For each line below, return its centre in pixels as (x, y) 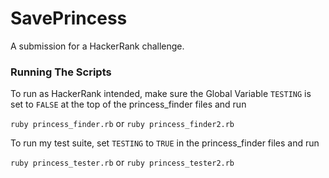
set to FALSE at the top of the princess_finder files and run (128, 104)
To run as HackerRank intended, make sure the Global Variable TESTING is (161, 94)
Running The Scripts (61, 72)
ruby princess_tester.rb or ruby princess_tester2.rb (122, 163)
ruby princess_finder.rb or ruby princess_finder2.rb (122, 124)
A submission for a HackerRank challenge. (97, 46)
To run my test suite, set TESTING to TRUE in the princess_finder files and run (165, 143)
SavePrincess (69, 18)
